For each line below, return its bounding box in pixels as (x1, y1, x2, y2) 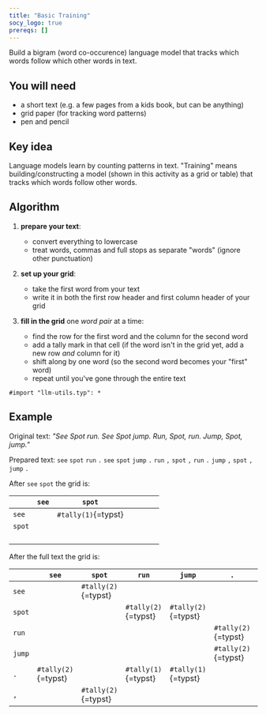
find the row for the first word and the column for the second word (32, 331, 249, 341)
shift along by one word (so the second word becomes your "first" (32, 356, 248, 366)
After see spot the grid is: (9, 479, 90, 488)
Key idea (9, 140, 53, 153)
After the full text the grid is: (9, 551, 100, 561)
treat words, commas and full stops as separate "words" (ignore (32, 245, 242, 254)
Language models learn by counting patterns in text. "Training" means (9, 161, 238, 170)
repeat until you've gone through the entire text (32, 373, 186, 383)
